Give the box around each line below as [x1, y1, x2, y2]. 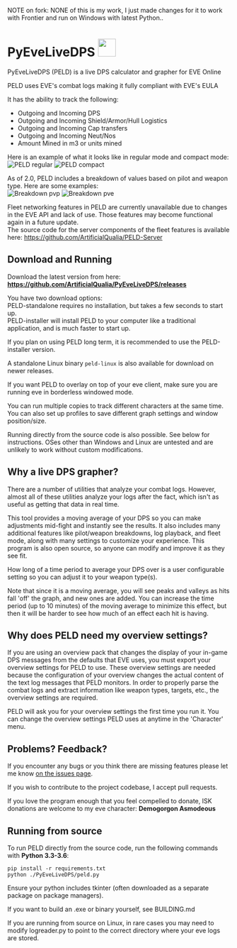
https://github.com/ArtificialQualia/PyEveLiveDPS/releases [7, 280, 187, 288]
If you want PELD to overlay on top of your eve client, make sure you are [7, 380, 218, 389]
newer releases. [7, 366, 54, 375]
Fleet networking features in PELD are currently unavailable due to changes [7, 202, 228, 211]
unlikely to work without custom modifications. [7, 445, 144, 453]
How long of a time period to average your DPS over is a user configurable [7, 565, 225, 573]
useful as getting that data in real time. [7, 500, 120, 508]
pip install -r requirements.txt [7, 865, 106, 872]
